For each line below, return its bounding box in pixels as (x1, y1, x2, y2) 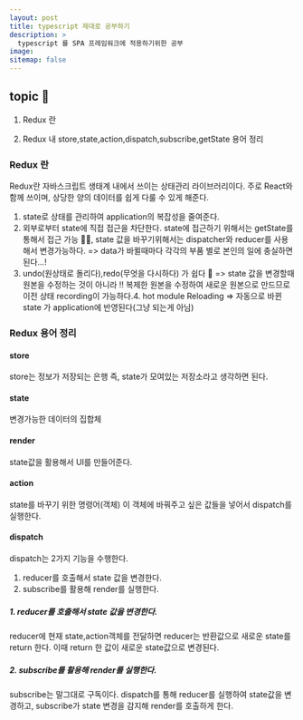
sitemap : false (9, 55, 67, 64)
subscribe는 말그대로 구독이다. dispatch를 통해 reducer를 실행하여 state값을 (9, 688, 283, 699)
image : (9, 47, 34, 56)
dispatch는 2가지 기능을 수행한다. (9, 553, 128, 564)
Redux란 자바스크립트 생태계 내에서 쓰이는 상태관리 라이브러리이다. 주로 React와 (9, 180, 293, 191)
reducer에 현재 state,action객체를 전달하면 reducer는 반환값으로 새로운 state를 (9, 631, 291, 642)
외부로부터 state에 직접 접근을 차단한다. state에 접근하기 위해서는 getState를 (22, 223, 294, 234)
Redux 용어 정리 (9, 327, 77, 340)
